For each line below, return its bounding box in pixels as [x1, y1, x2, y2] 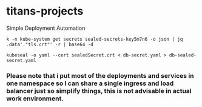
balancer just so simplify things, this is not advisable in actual [6, 86, 192, 95]
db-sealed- [169, 52, 197, 58]
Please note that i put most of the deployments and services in [6, 71, 194, 80]
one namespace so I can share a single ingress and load [6, 79, 174, 88]
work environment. [6, 94, 64, 103]
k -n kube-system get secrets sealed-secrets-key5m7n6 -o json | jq [6, 36, 183, 42]
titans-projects [6, 4, 84, 18]
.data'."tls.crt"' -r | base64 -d [6, 41, 94, 47]
